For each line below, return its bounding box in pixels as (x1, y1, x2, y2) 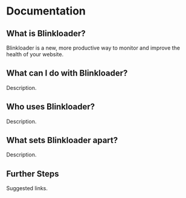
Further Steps (6, 168, 59, 179)
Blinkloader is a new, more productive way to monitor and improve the (6, 44, 180, 51)
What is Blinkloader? (6, 28, 86, 39)
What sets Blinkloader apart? (6, 135, 118, 145)
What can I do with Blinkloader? (6, 68, 128, 78)
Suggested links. (6, 185, 48, 192)
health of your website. (6, 51, 64, 58)
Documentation (6, 4, 86, 18)
